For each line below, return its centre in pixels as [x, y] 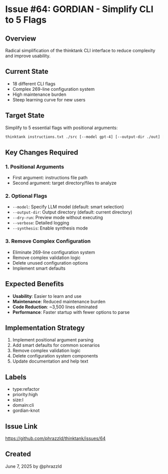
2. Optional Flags [26, 196]
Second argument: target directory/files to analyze [64, 183]
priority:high [25, 395]
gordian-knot [26, 411]
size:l [18, 400]
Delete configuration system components [55, 356]
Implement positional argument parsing [53, 340]
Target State [25, 116]
